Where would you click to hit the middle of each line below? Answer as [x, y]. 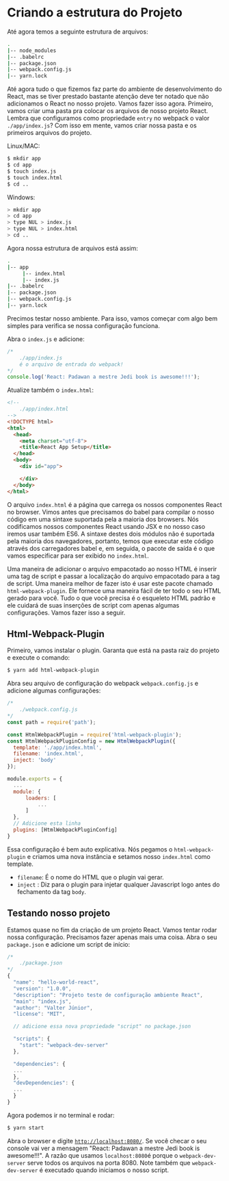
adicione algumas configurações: [54, 691]
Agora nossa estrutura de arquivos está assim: [73, 248]
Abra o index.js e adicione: [46, 339]
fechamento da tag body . [52, 891]
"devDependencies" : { [44, 1083]
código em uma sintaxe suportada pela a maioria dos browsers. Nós [103, 519]
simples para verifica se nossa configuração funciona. [84, 325]
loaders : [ [41, 798]
